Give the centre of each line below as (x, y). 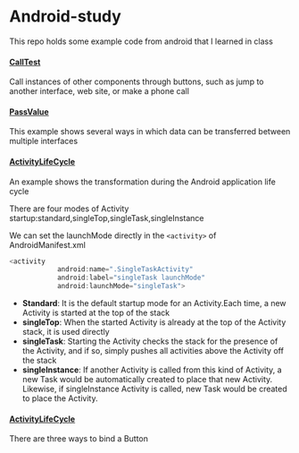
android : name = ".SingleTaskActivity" (125, 269)
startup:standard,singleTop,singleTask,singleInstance (107, 218)
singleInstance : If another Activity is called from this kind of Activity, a (152, 370)
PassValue (29, 111)
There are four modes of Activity (69, 209)
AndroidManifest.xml (48, 244)
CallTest (25, 62)
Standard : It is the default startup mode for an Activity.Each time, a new (154, 303)
